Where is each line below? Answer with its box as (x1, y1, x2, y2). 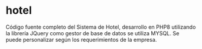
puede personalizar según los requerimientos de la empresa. (5, 36, 157, 43)
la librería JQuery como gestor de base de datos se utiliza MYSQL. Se (5, 29, 180, 36)
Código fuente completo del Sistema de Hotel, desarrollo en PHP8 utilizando (5, 23, 196, 30)
